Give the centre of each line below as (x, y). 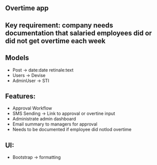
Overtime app (27, 8)
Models (17, 58)
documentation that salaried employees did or (78, 33)
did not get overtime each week (55, 41)
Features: (20, 96)
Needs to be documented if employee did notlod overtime (72, 129)
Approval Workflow (32, 108)
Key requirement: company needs (59, 25)
